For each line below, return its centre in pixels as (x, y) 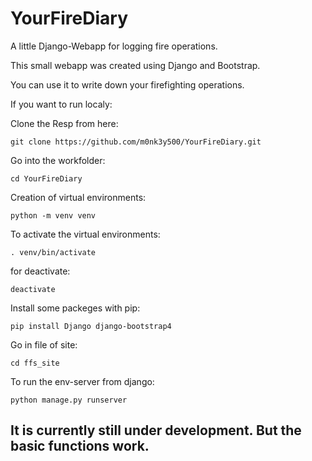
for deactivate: (40, 271)
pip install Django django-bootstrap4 (91, 326)
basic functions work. (80, 446)
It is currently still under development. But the (156, 430)
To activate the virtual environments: (85, 234)
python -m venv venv (53, 215)
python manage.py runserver (69, 400)
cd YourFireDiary (46, 178)
